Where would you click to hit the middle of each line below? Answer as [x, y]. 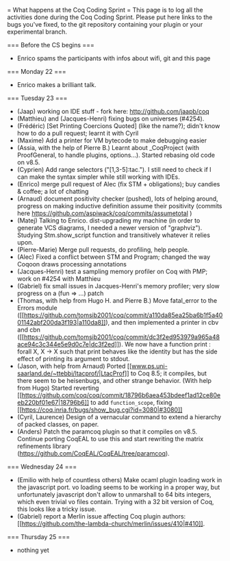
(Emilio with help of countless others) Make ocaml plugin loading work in [119, 480]
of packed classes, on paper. [58, 424]
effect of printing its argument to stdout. [73, 359]
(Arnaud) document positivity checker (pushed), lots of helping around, [117, 199]
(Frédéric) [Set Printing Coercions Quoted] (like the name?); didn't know [118, 126]
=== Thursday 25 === [39, 537]
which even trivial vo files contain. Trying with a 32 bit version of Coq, [115, 502]
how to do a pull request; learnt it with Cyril [78, 133]
